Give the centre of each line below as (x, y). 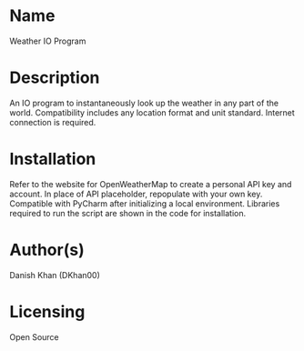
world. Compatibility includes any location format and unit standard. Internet (152, 112)
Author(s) (47, 250)
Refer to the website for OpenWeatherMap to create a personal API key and (151, 184)
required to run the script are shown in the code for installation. (128, 213)
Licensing (47, 311)
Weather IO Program (48, 41)
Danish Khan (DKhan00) (55, 275)
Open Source (34, 336)
